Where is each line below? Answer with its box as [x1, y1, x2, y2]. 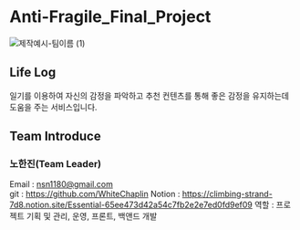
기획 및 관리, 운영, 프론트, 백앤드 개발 [26, 211, 158, 222]
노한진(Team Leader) [9, 158, 102, 171]
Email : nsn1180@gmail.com [9, 179, 114, 190]
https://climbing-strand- [181, 189, 274, 200]
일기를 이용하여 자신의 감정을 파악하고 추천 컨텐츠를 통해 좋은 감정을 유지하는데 [9, 89, 290, 101]
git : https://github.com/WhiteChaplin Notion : [9, 189, 181, 200]
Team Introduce [9, 129, 102, 144]
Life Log [9, 65, 57, 80]
